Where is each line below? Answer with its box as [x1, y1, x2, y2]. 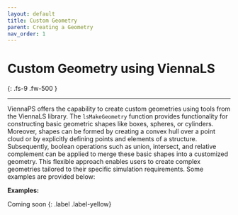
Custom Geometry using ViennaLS [7, 61, 215, 77]
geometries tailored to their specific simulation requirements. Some [7, 165, 204, 174]
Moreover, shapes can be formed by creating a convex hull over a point [7, 127, 216, 136]
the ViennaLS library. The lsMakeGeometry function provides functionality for [7, 112, 228, 121]
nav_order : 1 [7, 30, 46, 38]
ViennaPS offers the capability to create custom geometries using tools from [7, 104, 231, 114]
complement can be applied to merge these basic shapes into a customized [7, 150, 229, 158]
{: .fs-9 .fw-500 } [7, 84, 58, 93]
